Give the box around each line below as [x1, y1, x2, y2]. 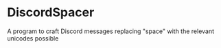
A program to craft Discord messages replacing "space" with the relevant [7, 27, 215, 35]
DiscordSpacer [7, 5, 95, 20]
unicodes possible [7, 34, 59, 42]
